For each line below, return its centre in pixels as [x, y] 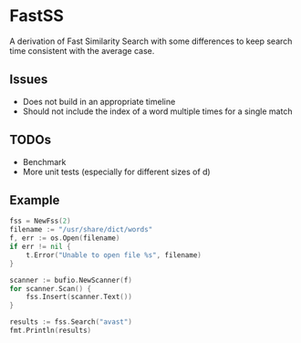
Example [35, 200]
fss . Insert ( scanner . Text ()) [79, 297]
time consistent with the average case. [82, 50]
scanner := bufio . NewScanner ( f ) [71, 280]
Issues [29, 80]
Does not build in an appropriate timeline [99, 101]
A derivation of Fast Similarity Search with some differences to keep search [151, 41]
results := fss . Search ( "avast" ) [71, 322]
